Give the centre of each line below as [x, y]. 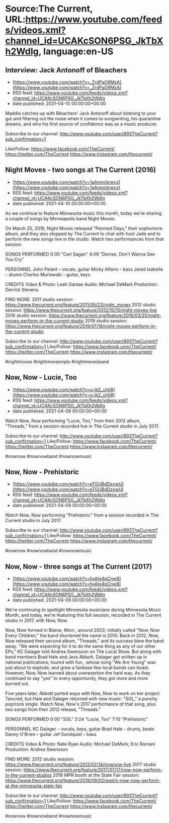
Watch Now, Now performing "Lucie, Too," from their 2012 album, [73, 421]
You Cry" [15, 259]
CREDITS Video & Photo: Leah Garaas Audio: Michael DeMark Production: [82, 284]
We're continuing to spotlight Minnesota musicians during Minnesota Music [83, 610]
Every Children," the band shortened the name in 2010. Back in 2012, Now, [82, 636]
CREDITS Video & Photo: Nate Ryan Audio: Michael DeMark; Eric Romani [80, 744]
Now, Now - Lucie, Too [41, 378]
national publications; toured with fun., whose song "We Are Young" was [80, 663]
